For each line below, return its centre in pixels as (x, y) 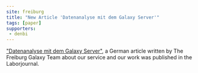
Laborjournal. (23, 64)
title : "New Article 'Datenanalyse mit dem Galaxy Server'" (83, 17)
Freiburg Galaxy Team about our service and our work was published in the (99, 57)
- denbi (18, 34)
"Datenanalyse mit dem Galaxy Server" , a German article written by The (95, 51)
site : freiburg (25, 12)
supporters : (21, 28)
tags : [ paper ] (24, 23)
